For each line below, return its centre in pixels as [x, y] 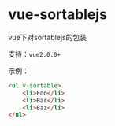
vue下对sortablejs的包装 [47, 37]
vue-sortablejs [58, 15]
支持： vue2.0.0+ [35, 54]
